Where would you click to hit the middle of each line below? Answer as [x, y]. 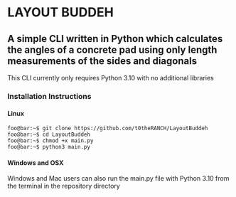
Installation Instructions [49, 96]
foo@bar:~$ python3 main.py [49, 147]
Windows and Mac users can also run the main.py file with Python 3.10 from [118, 179]
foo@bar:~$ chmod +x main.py [50, 141]
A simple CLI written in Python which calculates [115, 39]
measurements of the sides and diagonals [102, 61]
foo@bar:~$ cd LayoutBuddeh [49, 135]
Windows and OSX [36, 163]
